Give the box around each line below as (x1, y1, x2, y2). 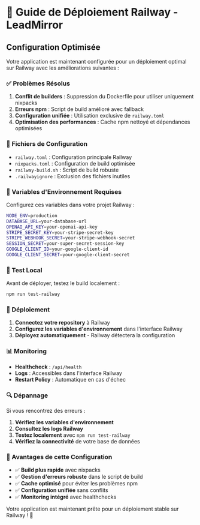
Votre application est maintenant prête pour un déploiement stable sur (6, 505, 179, 512)
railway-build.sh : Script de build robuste (14, 166, 119, 173)
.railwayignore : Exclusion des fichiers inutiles (14, 172, 131, 179)
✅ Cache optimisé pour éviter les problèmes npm (14, 480, 138, 487)
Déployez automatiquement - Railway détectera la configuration (14, 332, 175, 339)
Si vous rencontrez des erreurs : (6, 407, 86, 414)
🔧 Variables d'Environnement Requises (6, 187, 122, 196)
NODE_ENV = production (6, 212, 58, 218)
